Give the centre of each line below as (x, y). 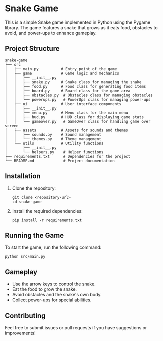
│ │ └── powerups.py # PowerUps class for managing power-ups (78, 100)
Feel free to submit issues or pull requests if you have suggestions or (76, 328)
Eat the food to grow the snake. (45, 289)
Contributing (25, 316)
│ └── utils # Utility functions (54, 143)
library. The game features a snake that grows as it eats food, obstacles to (82, 27)
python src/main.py (25, 257)
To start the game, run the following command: (53, 247)
